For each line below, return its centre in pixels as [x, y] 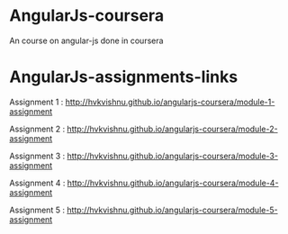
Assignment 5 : [37, 210]
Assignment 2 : [37, 129]
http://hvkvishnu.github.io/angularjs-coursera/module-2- [172, 129]
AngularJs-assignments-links [124, 77]
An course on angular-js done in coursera [86, 40]
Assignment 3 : [37, 156]
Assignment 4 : [37, 183]
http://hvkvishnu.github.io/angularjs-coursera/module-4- [173, 183]
